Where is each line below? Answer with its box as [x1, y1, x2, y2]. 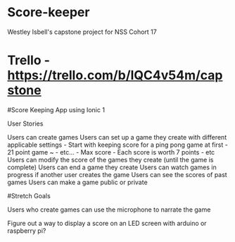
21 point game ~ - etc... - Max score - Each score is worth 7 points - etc [7, 147, 215, 156]
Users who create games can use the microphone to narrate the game [7, 205, 211, 214]
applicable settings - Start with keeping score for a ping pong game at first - [7, 140, 229, 149]
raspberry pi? [7, 226, 46, 235]
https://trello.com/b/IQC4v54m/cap [7, 68, 223, 83]
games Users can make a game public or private [7, 178, 148, 186]
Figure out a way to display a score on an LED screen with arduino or [7, 219, 207, 227]
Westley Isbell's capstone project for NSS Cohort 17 [7, 28, 157, 36]
